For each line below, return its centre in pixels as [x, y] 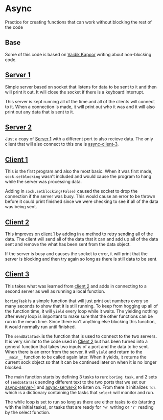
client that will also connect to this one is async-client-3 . [62, 144]
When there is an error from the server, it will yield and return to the [74, 352]
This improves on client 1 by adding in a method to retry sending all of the [79, 234]
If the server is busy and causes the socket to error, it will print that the [76, 254]
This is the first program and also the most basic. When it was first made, [79, 171]
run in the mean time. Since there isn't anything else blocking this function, [81, 321]
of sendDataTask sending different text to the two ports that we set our [75, 382]
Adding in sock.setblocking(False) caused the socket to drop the [71, 191]
